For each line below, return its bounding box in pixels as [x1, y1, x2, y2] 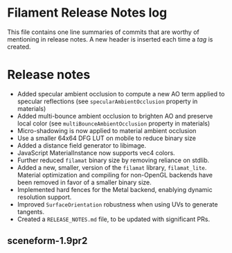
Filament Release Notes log [7, 5, 168, 21]
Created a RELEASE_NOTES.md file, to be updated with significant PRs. [17, 215, 210, 223]
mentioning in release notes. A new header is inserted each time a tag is [7, 35, 213, 43]
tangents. [17, 207, 45, 216]
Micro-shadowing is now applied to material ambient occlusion [17, 126, 197, 134]
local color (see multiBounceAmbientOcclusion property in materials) [17, 119, 211, 128]
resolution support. [17, 193, 72, 201]
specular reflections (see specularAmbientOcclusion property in [17, 97, 198, 105]
